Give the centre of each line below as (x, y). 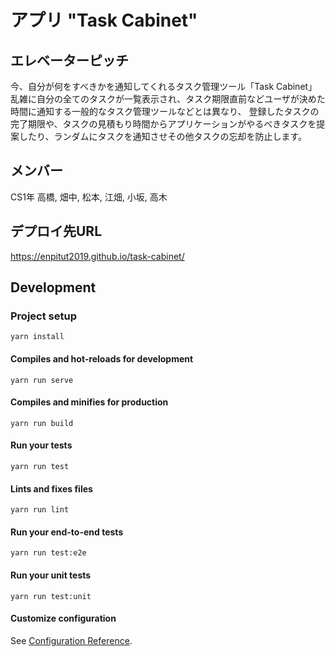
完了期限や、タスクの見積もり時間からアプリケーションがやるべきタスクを (163, 124)
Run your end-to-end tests (67, 532)
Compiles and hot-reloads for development (102, 358)
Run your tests (41, 445)
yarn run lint (40, 510)
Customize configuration (63, 618)
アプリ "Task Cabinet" (104, 20)
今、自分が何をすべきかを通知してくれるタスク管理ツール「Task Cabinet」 (164, 86)
